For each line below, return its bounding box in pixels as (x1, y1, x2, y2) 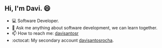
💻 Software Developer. (11, 18, 60, 24)
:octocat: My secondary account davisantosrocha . (11, 37, 114, 43)
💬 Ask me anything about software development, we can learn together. (11, 24, 158, 30)
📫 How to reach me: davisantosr (11, 30, 79, 36)
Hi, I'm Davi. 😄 (4, 4, 51, 13)
